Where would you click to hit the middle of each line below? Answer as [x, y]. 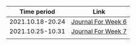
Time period [37, 12]
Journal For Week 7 [99, 31]
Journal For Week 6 [99, 22]
